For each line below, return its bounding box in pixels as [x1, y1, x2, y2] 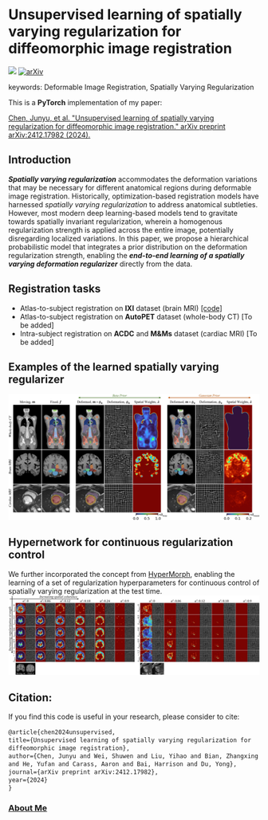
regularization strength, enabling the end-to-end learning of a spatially [8, 250, 245, 260]
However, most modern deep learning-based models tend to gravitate [8, 208, 238, 218]
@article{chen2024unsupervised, [8, 728, 116, 736]
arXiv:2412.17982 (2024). [8, 130, 91, 139]
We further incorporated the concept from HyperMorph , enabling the [8, 569, 235, 579]
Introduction [8, 153, 72, 167]
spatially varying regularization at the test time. [8, 586, 163, 595]
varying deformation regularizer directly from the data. [8, 259, 193, 269]
